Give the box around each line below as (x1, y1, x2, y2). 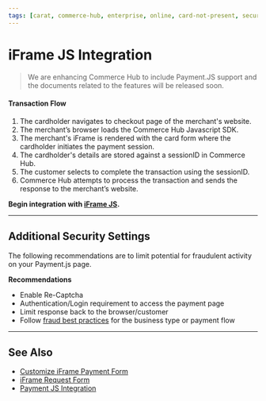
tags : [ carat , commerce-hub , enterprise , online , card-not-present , (8, 11, 239, 20)
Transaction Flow (8, 98, 66, 108)
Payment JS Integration (19, 384, 97, 393)
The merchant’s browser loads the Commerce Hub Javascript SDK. (19, 125, 239, 134)
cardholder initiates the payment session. (19, 141, 155, 151)
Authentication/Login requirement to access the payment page (19, 299, 225, 308)
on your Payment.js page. (8, 259, 92, 268)
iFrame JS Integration (8, 45, 153, 64)
